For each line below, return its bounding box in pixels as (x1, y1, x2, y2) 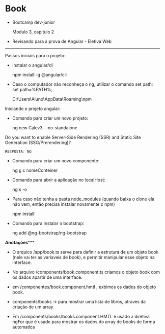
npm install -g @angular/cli (12, 72, 67, 77)
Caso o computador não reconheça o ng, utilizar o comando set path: (12, 81, 153, 87)
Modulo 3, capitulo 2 (12, 29, 54, 35)
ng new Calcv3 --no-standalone (12, 124, 78, 131)
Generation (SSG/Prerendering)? (5, 139, 71, 146)
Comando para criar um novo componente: (12, 157, 100, 163)
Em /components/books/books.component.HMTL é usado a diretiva (12, 313, 150, 319)
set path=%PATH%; (12, 86, 53, 92)
